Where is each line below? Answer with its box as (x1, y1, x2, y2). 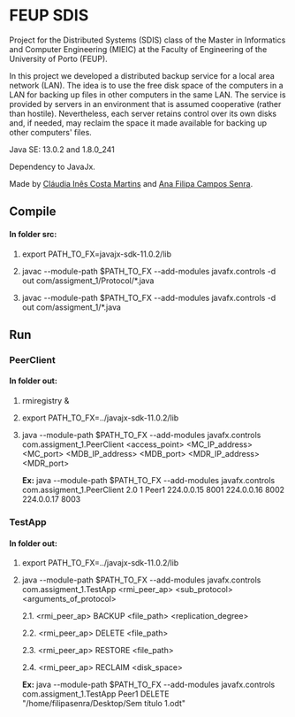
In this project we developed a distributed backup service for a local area (9, 70, 276, 81)
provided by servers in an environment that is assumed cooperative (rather (9, 98, 282, 109)
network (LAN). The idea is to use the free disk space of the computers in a (9, 80, 284, 90)
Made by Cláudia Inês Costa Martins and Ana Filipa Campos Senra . (9, 178, 253, 189)
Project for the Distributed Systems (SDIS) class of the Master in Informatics (9, 35, 286, 45)
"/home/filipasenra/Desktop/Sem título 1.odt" (21, 698, 186, 709)
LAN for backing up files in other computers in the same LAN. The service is (9, 89, 286, 100)
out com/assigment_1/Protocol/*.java (21, 275, 155, 286)
